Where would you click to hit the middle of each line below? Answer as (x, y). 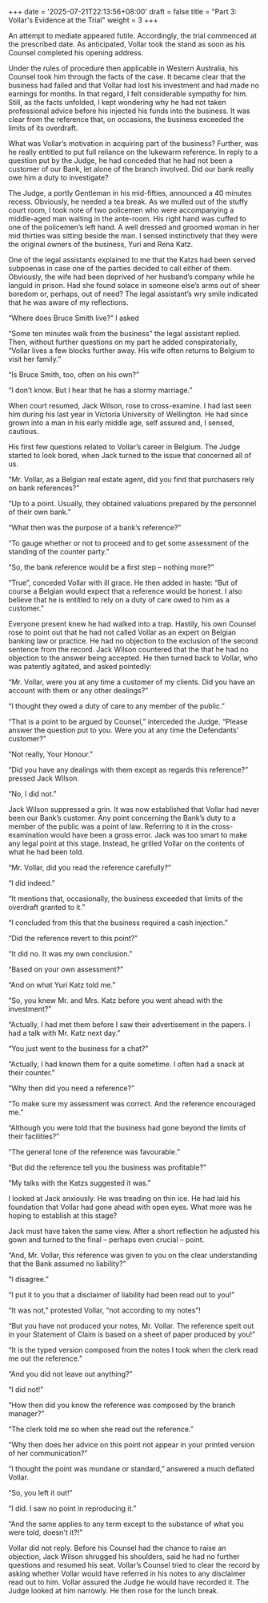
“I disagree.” (29, 1279)
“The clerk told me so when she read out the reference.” (101, 1429)
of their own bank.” (40, 512)
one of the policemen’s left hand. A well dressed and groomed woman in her (134, 227)
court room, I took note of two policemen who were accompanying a (121, 210)
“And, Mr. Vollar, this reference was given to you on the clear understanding (133, 1255)
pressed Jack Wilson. (44, 778)
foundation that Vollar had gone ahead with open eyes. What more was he (130, 1207)
